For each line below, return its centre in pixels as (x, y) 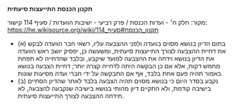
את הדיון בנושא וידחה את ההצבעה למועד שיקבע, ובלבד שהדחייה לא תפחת (116, 58)
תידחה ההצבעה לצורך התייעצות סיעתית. (71, 96)
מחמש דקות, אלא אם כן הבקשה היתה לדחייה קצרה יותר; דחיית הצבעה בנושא (119, 66)
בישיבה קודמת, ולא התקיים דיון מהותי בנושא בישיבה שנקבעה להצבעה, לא (114, 88)
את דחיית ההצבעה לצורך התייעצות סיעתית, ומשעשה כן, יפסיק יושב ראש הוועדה (122, 51)
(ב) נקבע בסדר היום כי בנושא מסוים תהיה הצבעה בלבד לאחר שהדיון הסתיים (118, 81)
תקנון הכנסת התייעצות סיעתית (50, 9)
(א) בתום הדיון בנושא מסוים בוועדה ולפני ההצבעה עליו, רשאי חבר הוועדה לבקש (121, 43)
